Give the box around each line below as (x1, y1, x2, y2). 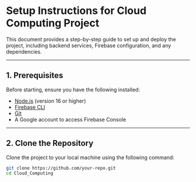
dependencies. (6, 48, 42, 55)
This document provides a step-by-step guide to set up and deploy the (6, 36, 176, 43)
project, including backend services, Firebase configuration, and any (6, 42, 171, 49)
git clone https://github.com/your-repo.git (6, 165, 116, 171)
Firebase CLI (14, 103, 45, 110)
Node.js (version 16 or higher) (14, 97, 86, 104)
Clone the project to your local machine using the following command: (6, 153, 175, 161)
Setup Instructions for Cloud (6, 4, 147, 17)
